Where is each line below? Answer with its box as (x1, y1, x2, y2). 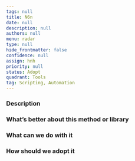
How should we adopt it (6, 147, 75, 155)
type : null (6, 42, 33, 48)
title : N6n (6, 14, 33, 20)
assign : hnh (6, 58, 35, 64)
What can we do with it (6, 131, 73, 139)
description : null (6, 25, 51, 31)
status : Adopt (6, 69, 41, 75)
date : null (6, 19, 33, 25)
